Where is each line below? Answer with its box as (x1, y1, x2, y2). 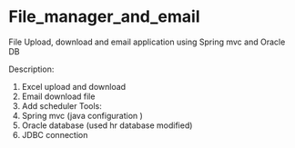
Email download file (21, 91, 96, 102)
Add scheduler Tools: (21, 100, 102, 111)
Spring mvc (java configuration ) (21, 110, 143, 121)
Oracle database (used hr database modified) (21, 120, 193, 131)
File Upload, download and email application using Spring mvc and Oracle (8, 36, 286, 47)
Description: (8, 64, 55, 74)
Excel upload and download (21, 81, 127, 92)
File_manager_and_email (8, 6, 200, 27)
